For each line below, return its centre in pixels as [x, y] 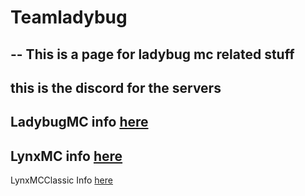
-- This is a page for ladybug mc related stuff [152, 54]
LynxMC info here [66, 156]
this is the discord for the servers [116, 87]
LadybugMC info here [79, 122]
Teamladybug [69, 17]
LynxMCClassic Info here [61, 180]
